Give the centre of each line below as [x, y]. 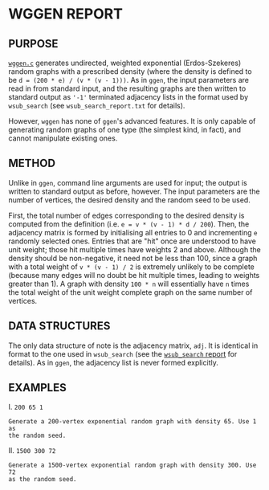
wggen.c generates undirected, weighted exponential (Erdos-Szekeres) [125, 63]
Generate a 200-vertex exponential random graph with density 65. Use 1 [132, 422]
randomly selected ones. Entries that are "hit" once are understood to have [132, 241]
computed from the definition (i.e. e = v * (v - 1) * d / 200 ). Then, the [129, 224]
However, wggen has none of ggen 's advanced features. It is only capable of [132, 121]
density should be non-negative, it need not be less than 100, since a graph [133, 258]
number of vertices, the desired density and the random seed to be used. [129, 200]
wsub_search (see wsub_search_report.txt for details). [97, 106]
